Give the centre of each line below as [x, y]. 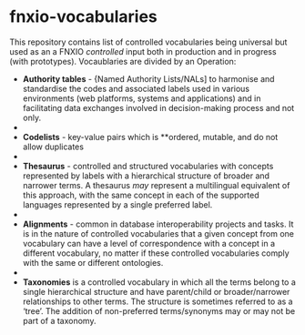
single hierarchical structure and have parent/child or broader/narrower [156, 291]
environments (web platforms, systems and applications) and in [142, 98]
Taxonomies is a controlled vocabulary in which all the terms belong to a [159, 282]
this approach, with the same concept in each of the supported [141, 195]
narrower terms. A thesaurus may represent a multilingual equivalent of [156, 185]
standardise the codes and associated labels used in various [136, 88]
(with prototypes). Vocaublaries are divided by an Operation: [123, 61]
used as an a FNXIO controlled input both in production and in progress [143, 51]
